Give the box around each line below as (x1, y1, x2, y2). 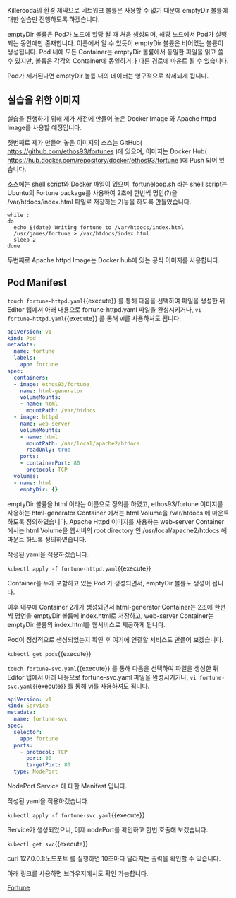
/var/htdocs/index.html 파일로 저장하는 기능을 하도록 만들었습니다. (7, 197, 192, 206)
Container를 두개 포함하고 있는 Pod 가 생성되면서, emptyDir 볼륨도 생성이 (7, 578, 211, 587)
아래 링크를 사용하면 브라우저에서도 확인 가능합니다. (7, 869, 149, 877)
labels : (13, 354, 37, 362)
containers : (13, 374, 49, 381)
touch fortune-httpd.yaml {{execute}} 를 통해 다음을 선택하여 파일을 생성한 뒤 (7, 296, 225, 305)
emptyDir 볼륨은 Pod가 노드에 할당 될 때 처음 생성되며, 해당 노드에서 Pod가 (7, 30, 214, 38)
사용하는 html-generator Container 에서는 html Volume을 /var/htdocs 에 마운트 (7, 508, 230, 517)
